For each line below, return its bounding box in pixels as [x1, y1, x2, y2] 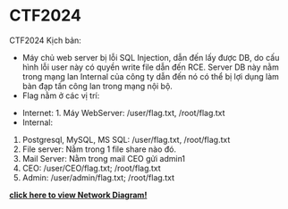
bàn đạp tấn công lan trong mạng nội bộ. [21, 80, 173, 91]
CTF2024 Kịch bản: [9, 35, 82, 46]
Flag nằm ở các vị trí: [21, 90, 100, 101]
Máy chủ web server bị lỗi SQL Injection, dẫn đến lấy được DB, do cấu [21, 52, 280, 63]
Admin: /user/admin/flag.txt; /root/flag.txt [21, 171, 174, 183]
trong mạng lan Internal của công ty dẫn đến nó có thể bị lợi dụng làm [21, 71, 280, 81]
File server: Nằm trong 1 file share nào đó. [21, 144, 177, 155]
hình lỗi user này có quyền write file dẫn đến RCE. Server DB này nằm [21, 62, 279, 72]
